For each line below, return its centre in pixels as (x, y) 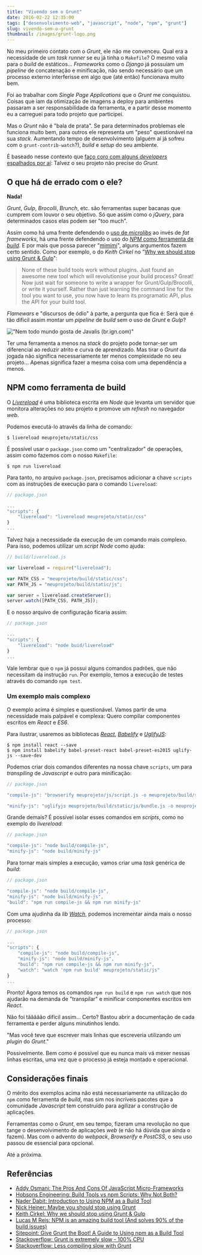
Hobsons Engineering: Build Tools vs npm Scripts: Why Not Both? (96, 1195)
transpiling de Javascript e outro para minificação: (69, 773)
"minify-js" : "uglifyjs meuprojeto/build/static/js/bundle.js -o (90, 806)
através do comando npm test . (45, 681)
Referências (30, 1173)
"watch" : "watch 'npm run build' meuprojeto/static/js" (89, 970)
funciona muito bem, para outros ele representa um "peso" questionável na (100, 132)
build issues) (31, 1227)
